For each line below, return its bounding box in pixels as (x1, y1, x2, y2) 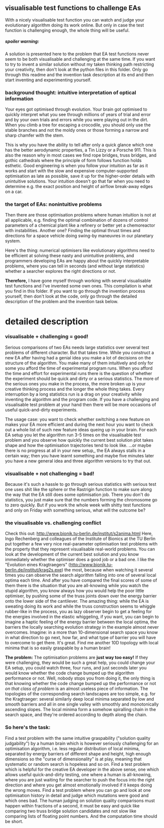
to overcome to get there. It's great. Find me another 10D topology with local (5, 640, 159, 646)
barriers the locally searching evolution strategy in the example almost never (5, 624, 159, 630)
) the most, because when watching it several (61, 567, 153, 573)
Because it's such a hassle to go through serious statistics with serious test (5, 481, 157, 487)
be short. (5, 818, 23, 824)
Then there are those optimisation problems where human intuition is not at (5, 212, 156, 218)
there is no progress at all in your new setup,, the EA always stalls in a (5, 448, 145, 453)
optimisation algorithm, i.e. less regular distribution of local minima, (5, 745, 140, 751)
